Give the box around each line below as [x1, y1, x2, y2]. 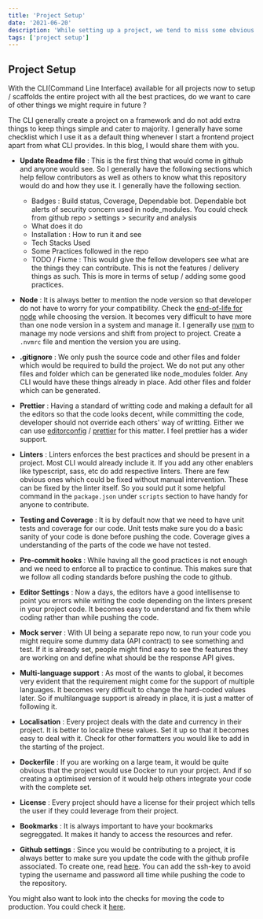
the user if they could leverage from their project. [19, 806, 179, 816]
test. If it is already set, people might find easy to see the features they [19, 645, 249, 654]
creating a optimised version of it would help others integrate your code [19, 774, 252, 784]
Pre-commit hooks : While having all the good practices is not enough [19, 556, 247, 565]
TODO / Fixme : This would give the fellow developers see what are [31, 255, 250, 265]
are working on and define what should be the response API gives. [19, 653, 236, 662]
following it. [19, 702, 57, 711]
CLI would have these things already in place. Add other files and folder [19, 377, 251, 387]
